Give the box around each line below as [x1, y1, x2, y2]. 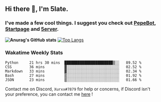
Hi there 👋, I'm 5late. [5, 5, 69, 13]
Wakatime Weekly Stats [5, 49, 63, 56]
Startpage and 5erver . [5, 25, 59, 32]
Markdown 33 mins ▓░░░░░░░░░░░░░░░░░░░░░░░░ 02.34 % [5, 69, 141, 74]
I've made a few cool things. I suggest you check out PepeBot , [5, 20, 156, 26]
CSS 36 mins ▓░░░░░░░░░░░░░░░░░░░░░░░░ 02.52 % [5, 64, 141, 69]
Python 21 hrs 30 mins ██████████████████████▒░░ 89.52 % [5, 60, 141, 65]
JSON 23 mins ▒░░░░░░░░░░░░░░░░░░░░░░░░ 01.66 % [5, 77, 141, 82]
